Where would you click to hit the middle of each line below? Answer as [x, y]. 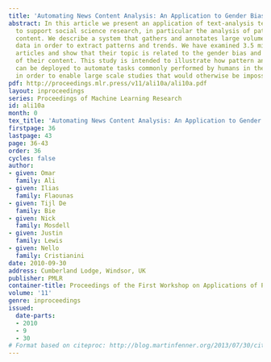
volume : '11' [30, 293]
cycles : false [32, 158]
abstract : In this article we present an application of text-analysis [131, 23]
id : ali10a [27, 106]
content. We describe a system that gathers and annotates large [128, 38]
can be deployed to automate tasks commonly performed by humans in [133, 69]
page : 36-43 [28, 143]
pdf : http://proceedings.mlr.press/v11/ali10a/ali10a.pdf [108, 83]
